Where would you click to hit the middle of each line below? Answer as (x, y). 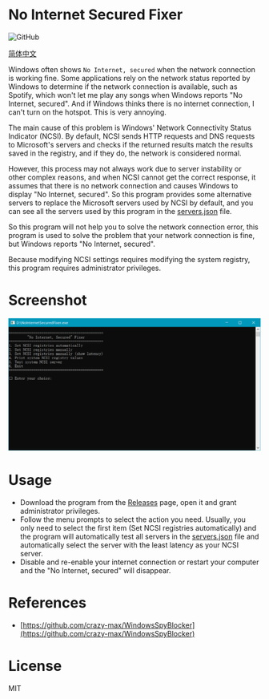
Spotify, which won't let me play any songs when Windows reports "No (125, 95)
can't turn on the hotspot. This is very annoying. (87, 112)
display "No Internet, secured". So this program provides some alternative (130, 194)
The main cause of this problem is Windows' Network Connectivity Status (130, 127)
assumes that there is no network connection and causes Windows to (123, 185)
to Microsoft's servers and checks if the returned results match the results (131, 144)
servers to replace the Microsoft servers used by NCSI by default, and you (131, 203)
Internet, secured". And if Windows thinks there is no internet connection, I (131, 103)
